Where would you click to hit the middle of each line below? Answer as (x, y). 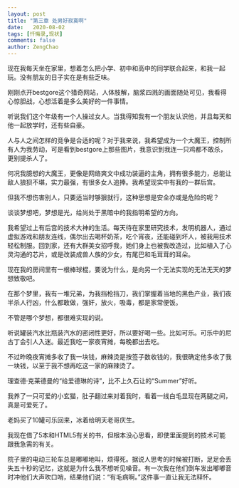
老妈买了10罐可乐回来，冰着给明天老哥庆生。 (73, 420)
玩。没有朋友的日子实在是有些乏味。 (60, 77)
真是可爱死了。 (29, 405)
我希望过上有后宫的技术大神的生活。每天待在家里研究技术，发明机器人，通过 (119, 228)
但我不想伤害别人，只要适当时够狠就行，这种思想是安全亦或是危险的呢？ (113, 197)
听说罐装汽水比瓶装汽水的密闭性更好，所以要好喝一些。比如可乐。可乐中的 (116, 333)
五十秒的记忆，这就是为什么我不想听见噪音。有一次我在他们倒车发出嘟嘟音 (122, 468)
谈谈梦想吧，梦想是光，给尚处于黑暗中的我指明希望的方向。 (95, 212)
